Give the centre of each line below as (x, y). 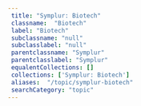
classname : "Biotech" (49, 23)
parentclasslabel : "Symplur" (60, 61)
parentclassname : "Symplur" (58, 53)
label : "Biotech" (40, 30)
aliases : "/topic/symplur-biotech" (72, 82)
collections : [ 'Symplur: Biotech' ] (70, 75)
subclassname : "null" (47, 38)
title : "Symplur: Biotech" (56, 16)
